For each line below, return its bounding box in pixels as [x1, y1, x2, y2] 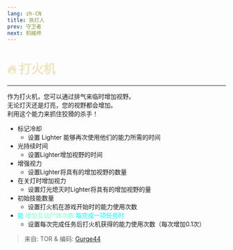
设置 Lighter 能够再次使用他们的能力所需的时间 [27, 133, 161, 142]
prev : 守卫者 [7, 23, 42, 30]
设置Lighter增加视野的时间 [27, 151, 103, 159]
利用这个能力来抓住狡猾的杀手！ [7, 110, 98, 118]
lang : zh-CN [7, 10, 42, 17]
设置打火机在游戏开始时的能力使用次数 [27, 203, 137, 211]
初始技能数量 [17, 194, 54, 202]
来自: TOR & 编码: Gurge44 [24, 235, 101, 243]
